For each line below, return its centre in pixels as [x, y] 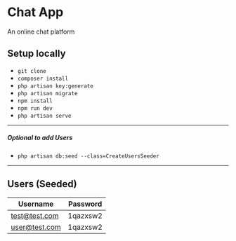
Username [36, 204]
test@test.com [35, 216]
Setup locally [37, 54]
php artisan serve [44, 116]
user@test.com [36, 227]
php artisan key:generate [55, 86]
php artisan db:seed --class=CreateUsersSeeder [88, 156]
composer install [43, 78]
